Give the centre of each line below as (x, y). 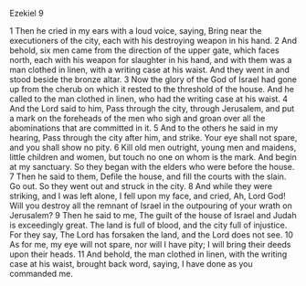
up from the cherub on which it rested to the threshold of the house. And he (152, 89)
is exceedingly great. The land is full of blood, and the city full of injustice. (148, 225)
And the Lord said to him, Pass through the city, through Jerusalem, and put (152, 108)
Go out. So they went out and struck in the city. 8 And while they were (141, 186)
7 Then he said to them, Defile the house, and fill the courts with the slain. (148, 176)
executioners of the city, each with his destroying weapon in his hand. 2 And (153, 41)
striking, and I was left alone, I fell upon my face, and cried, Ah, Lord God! (148, 196)
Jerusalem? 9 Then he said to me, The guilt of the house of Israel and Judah (153, 215)
